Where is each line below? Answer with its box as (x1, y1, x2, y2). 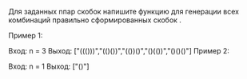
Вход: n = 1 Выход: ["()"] (8, 61, 90, 71)
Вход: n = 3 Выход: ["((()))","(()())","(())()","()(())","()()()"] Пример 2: (8, 46, 229, 55)
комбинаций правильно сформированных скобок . (8, 15, 182, 25)
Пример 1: (8, 31, 43, 40)
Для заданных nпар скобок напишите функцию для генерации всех (8, 7, 240, 16)
